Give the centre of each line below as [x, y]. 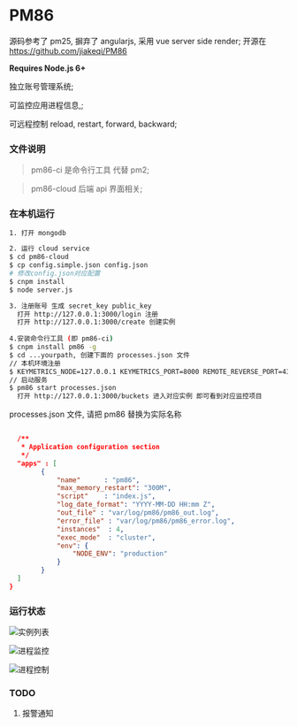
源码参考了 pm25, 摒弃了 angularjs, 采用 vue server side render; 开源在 [138, 41]
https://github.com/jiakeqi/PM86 [69, 50]
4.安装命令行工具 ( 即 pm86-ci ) [61, 339]
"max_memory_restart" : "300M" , [114, 488]
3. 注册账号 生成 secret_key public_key [80, 306]
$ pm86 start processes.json [63, 388]
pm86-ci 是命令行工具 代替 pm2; [90, 170]
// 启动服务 [29, 380]
